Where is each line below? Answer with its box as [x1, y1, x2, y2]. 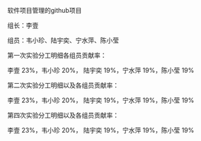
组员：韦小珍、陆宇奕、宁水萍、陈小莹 [7, 36, 119, 44]
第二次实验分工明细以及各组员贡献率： [7, 81, 119, 90]
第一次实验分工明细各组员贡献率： [7, 51, 107, 59]
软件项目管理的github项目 [7, 6, 82, 14]
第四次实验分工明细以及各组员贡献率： [7, 111, 119, 119]
